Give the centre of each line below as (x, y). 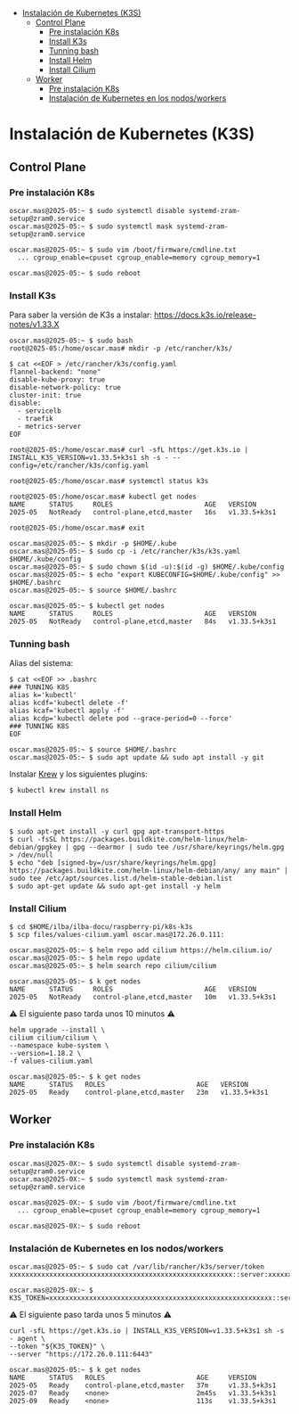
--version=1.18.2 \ (45, 1054)
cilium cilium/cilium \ (53, 1038)
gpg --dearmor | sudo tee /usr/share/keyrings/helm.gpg (178, 847)
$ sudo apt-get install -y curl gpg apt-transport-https (117, 831)
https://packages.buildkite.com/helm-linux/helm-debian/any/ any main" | (149, 870)
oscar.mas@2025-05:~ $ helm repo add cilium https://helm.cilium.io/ (141, 950)
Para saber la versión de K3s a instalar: (81, 315)
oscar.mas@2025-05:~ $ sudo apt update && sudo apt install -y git (137, 758)
